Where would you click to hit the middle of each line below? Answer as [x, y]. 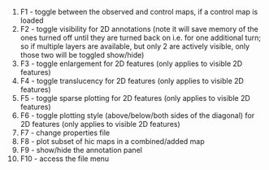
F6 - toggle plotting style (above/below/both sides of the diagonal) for [137, 116]
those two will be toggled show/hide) [82, 55]
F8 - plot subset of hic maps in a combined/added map [112, 141]
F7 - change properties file [65, 133]
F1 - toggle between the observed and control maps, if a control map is [139, 12]
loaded [32, 20]
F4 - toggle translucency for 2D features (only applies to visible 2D [132, 81]
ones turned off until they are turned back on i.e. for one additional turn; [141, 37]
